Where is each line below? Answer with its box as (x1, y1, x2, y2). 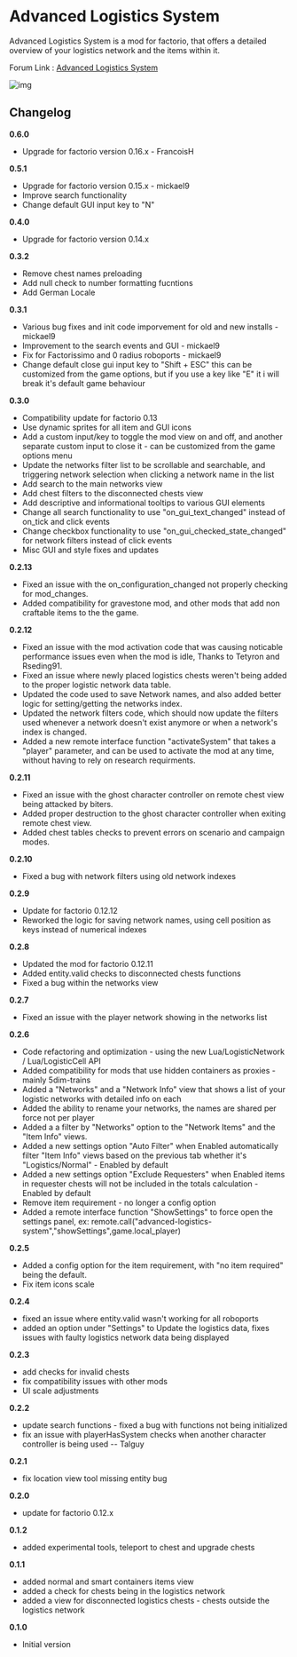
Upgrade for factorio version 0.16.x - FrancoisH (21, 146, 194, 156)
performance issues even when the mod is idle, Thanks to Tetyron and (21, 651, 280, 662)
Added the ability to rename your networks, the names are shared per (21, 1103, 277, 1114)
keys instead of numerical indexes (21, 924, 147, 934)
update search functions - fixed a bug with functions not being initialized (21, 1419, 288, 1431)
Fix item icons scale (21, 1279, 95, 1289)
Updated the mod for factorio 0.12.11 (21, 958, 153, 969)
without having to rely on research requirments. (21, 755, 197, 765)
